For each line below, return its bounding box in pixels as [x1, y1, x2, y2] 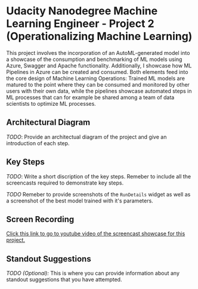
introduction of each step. [6, 139, 70, 147]
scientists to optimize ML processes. [6, 100, 97, 107]
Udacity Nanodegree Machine [6, 4, 158, 18]
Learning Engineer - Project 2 [6, 17, 154, 30]
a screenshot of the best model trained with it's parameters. [6, 197, 153, 204]
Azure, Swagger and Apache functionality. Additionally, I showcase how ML [6, 62, 192, 69]
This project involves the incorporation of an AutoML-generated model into [6, 49, 190, 56]
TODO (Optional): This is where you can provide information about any [6, 270, 180, 277]
